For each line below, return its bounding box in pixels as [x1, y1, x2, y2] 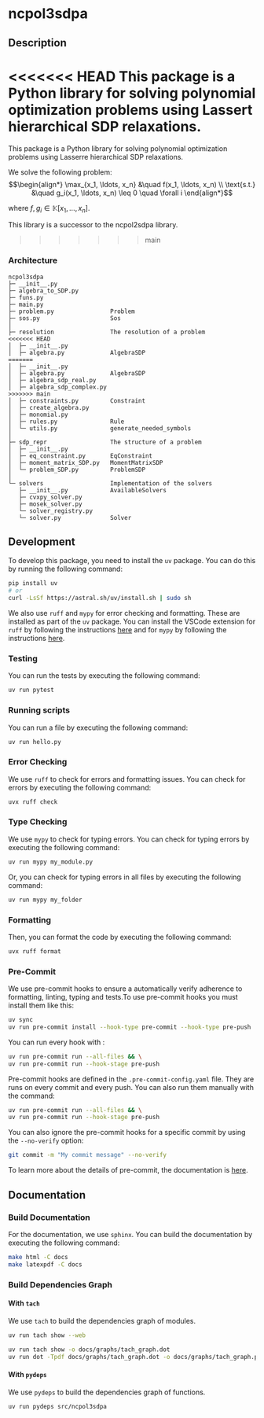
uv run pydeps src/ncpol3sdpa [8, 1402, 108, 1410]
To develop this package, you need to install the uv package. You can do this [8, 556, 256, 565]
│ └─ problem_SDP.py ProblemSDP [8, 466, 146, 473]
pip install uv [8, 580, 58, 587]
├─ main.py [8, 300, 44, 308]
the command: [8, 1091, 55, 1100]
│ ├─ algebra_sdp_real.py [8, 376, 97, 384]
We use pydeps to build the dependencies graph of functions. [8, 1387, 206, 1397]
